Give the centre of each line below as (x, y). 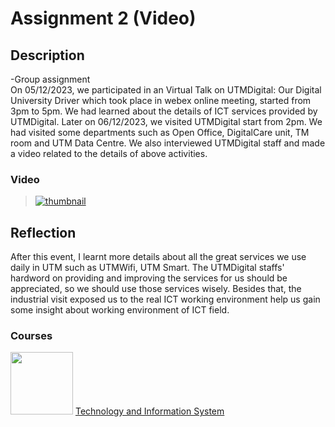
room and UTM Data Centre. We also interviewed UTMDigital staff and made (168, 143)
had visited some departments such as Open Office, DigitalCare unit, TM (160, 132)
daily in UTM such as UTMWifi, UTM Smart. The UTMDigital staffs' (147, 268)
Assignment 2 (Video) (103, 18)
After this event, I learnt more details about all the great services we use (158, 257)
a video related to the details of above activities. (109, 153)
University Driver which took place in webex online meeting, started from (161, 100)
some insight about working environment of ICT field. (120, 310)
